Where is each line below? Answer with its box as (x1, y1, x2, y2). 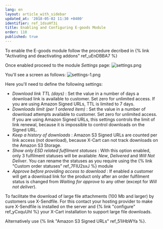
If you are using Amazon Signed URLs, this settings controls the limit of (12, 116, 155, 122)
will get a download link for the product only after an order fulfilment (12, 173, 150, 179)
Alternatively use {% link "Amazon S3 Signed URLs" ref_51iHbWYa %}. (5, 218, 146, 224)
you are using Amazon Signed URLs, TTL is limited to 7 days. (12, 101, 135, 107)
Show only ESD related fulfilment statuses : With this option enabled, (12, 147, 151, 153)
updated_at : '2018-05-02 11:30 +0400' (5, 16, 84, 21)
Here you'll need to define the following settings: (5, 81, 103, 87)
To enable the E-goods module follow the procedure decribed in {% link (5, 47, 150, 54)
